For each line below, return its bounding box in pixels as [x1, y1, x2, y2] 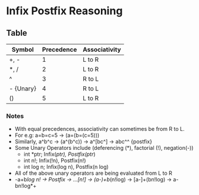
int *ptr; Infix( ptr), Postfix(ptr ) [23, 150, 96, 158]
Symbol [11, 46, 34, 54]
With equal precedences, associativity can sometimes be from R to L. [14, 125, 185, 133]
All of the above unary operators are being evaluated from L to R [14, 169, 172, 177]
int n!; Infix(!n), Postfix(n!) [23, 157, 86, 164]
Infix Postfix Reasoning [6, 4, 123, 18]
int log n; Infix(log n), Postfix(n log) [23, 163, 109, 171]
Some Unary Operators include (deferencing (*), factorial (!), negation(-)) [14, 144, 194, 152]
